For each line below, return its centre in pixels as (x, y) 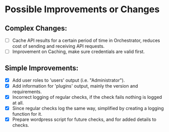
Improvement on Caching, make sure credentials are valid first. (78, 51)
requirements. (27, 92)
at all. (18, 103)
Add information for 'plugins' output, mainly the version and (75, 86)
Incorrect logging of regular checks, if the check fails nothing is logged (87, 97)
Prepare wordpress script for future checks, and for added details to (84, 120)
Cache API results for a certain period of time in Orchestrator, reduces (86, 40)
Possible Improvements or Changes (82, 9)
